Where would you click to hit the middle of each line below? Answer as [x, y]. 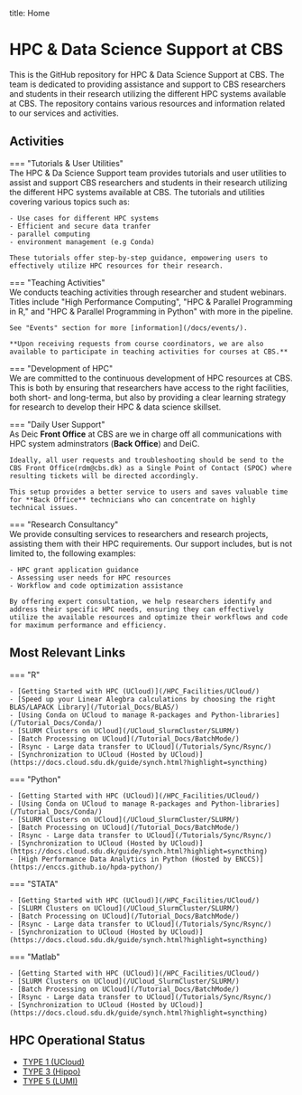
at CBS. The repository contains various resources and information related [147, 103]
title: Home [30, 13]
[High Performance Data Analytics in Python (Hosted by [124, 859]
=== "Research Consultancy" [64, 524]
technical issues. [44, 507]
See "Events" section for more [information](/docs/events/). [128, 328]
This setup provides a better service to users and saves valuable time [149, 492]
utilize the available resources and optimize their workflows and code [149, 617]
